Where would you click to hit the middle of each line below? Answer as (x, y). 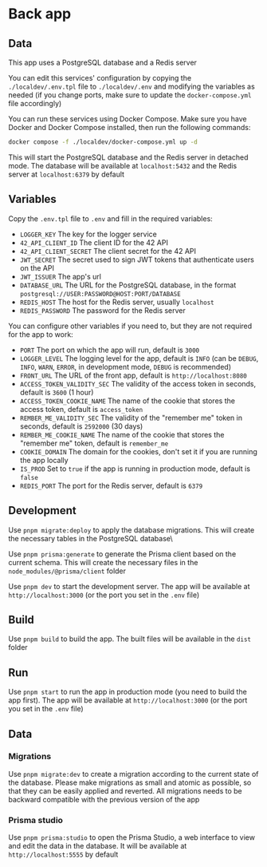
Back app (40, 14)
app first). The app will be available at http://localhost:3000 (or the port (128, 700)
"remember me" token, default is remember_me (94, 443)
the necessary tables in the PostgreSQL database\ (90, 538)
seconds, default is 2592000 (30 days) (81, 426)
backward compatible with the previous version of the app (104, 799)
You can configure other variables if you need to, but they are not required (130, 326)
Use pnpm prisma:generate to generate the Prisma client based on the (122, 554)
